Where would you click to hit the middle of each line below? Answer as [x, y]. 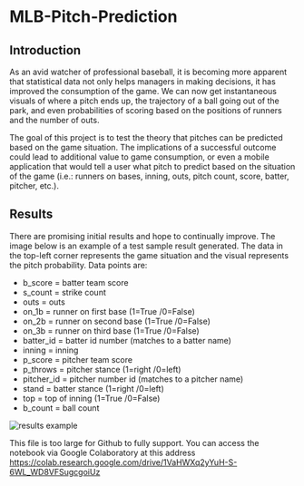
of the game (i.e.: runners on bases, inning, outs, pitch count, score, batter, [149, 176]
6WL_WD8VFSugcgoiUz [55, 471]
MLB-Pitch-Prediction [93, 17]
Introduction [45, 50]
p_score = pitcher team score [78, 359]
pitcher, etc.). [34, 186]
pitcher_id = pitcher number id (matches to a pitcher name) [133, 379]
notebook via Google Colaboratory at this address [103, 452]
